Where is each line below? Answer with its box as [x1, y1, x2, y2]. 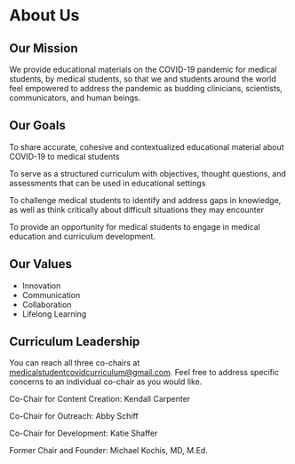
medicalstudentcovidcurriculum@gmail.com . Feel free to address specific [9, 367, 280, 378]
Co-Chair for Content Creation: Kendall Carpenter [9, 394, 191, 405]
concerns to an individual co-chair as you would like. [9, 376, 203, 387]
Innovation [21, 280, 61, 291]
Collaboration [21, 299, 72, 310]
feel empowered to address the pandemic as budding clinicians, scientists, [9, 83, 283, 93]
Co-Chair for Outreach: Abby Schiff [9, 411, 140, 421]
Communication [21, 289, 81, 300]
